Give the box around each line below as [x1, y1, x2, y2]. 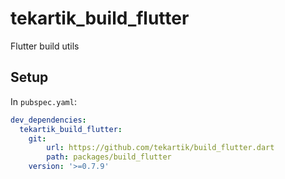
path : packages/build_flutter [46, 152, 172, 162]
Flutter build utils [10, 40, 80, 52]
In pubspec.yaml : [10, 95, 77, 107]
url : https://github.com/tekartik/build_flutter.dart [46, 143, 275, 153]
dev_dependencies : [10, 115, 87, 125]
